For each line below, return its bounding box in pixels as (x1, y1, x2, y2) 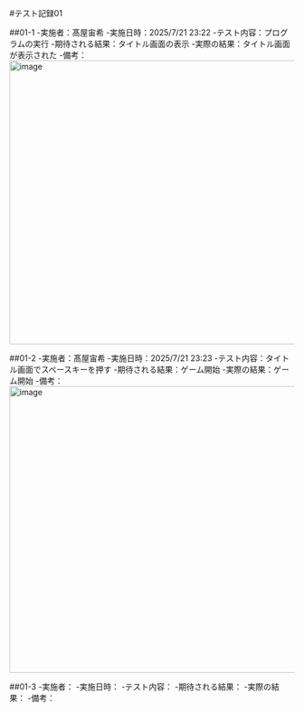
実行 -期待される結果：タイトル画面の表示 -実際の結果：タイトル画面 (33, 39, 291, 49)
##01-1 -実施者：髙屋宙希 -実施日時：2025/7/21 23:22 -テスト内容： (9, 27, 265, 38)
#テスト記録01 (9, 8, 63, 18)
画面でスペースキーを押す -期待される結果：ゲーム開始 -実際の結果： (16, 365, 274, 375)
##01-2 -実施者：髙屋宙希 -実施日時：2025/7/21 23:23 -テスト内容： (9, 353, 266, 364)
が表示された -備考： (9, 50, 88, 61)
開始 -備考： (16, 375, 63, 386)
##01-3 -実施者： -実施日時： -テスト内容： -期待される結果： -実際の (9, 681, 272, 692)
